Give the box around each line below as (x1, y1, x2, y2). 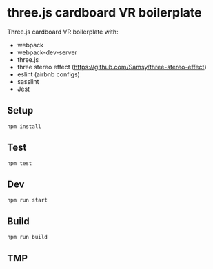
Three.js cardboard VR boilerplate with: (7, 28, 119, 36)
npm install (7, 122, 41, 130)
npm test (7, 160, 32, 166)
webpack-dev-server (17, 48, 78, 56)
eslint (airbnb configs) (17, 70, 81, 78)
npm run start (7, 197, 48, 204)
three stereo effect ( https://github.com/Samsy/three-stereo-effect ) (17, 63, 207, 71)
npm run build (7, 234, 48, 241)
